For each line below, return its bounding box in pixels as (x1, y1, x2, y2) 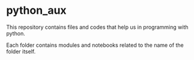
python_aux (6, 4, 67, 17)
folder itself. (6, 47, 36, 55)
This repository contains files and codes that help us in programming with (6, 23, 189, 31)
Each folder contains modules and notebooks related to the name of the (6, 41, 184, 49)
